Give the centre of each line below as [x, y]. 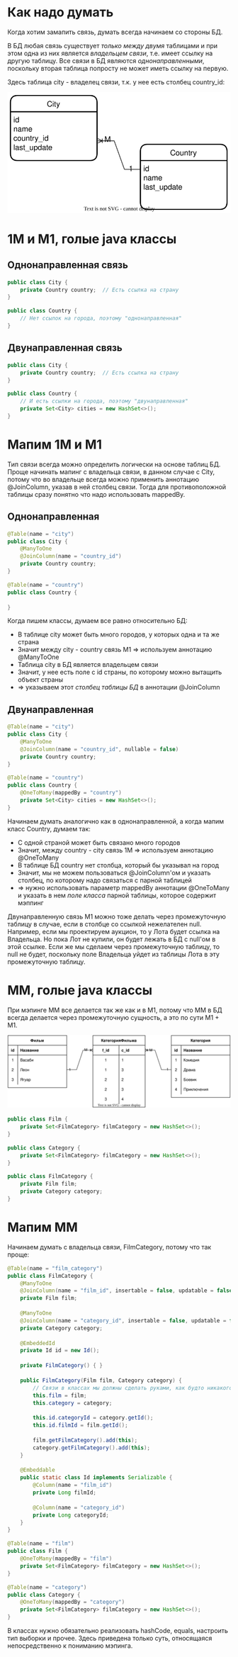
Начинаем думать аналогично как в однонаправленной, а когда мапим [116, 821]
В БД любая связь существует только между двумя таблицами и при [113, 45]
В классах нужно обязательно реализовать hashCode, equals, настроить [118, 1631]
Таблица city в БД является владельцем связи [88, 665]
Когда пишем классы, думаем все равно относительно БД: [97, 621]
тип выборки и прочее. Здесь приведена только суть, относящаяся [110, 1639]
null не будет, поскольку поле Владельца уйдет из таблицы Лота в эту [113, 954]
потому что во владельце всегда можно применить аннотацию [103, 479]
